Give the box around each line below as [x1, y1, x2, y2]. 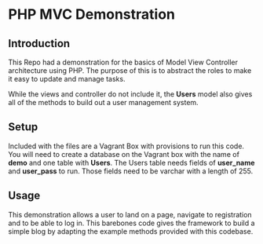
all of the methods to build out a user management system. [8, 98, 199, 107]
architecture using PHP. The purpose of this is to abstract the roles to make [8, 66, 252, 75]
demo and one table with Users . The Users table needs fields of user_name [8, 158, 255, 167]
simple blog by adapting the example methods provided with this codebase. [8, 226, 254, 236]
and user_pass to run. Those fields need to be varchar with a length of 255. [8, 166, 254, 176]
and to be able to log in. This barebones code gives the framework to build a [8, 218, 255, 228]
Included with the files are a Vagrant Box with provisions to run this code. [8, 141, 245, 151]
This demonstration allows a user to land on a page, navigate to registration [8, 209, 253, 219]
